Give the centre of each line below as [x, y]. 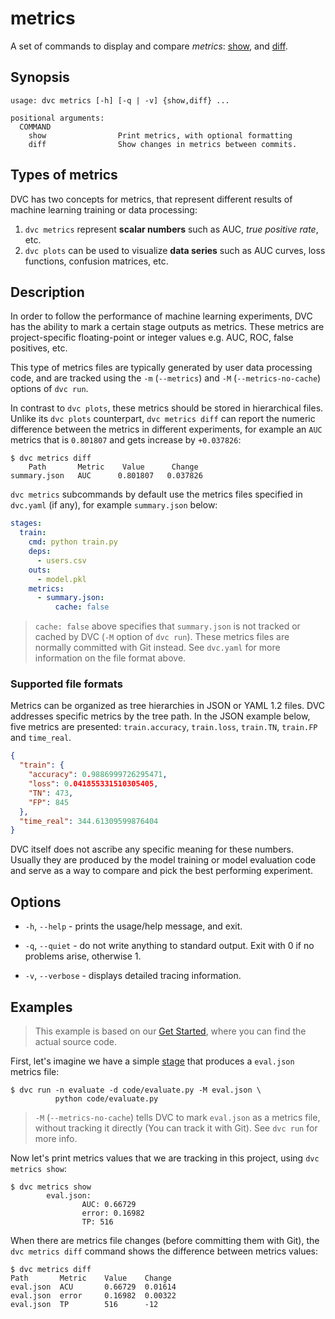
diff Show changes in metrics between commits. [163, 144]
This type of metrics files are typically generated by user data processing [161, 368]
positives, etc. [39, 348]
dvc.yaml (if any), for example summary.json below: [114, 505]
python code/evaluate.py [106, 1098]
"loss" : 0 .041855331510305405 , [93, 784]
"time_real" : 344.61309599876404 [89, 821]
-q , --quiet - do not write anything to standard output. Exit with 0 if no [169, 946]
